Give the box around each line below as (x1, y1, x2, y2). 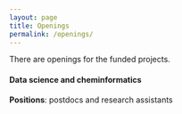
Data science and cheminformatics (9, 74, 142, 85)
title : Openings (9, 21, 70, 30)
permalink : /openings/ (9, 29, 94, 38)
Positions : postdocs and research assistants (9, 94, 173, 105)
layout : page (9, 12, 58, 22)
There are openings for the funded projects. (9, 54, 171, 65)
